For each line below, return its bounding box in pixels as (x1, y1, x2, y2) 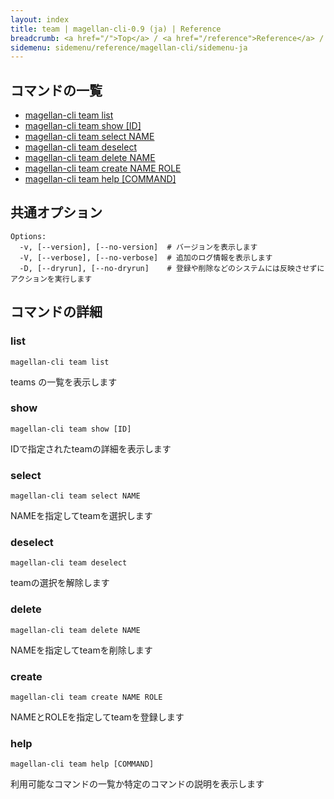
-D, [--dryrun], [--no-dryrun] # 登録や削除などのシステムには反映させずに (19, 263, 325, 273)
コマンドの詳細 (10, 304, 103, 321)
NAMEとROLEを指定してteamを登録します (10, 711, 185, 723)
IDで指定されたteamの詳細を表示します (10, 442, 172, 455)
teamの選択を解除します (10, 577, 110, 589)
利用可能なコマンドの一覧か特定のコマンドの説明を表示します (10, 778, 265, 790)
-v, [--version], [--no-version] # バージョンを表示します (19, 242, 258, 252)
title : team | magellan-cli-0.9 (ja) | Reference (10, 24, 222, 34)
